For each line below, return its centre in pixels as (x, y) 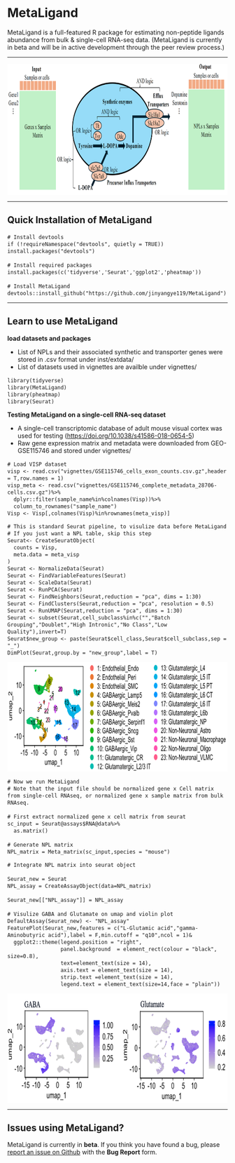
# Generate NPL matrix (40, 845)
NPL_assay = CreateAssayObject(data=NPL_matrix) (79, 886)
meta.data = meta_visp (47, 554)
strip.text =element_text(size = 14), (117, 977)
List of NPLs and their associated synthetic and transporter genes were (120, 351)
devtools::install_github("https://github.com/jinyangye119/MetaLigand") (117, 293)
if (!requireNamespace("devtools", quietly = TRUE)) (86, 244)
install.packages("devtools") (51, 251)
